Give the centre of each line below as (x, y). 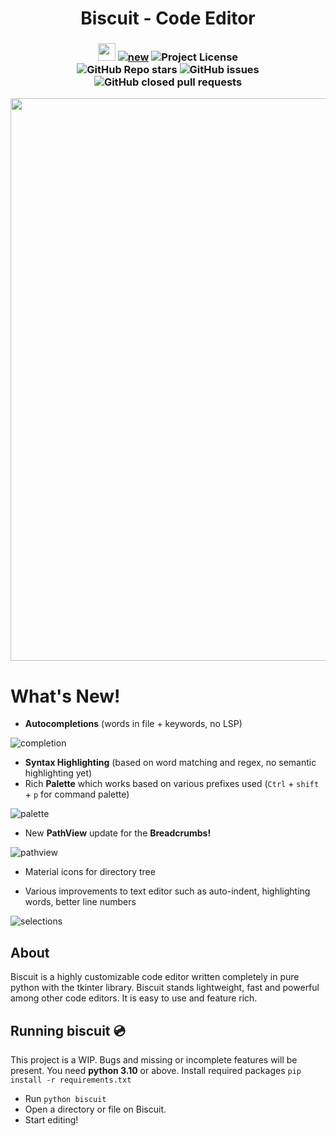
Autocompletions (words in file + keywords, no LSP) (133, 724)
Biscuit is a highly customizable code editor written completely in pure (155, 977)
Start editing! (51, 1120)
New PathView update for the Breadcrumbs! (118, 833)
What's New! (65, 696)
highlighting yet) (58, 773)
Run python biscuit (65, 1099)
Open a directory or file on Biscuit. (95, 1109)
